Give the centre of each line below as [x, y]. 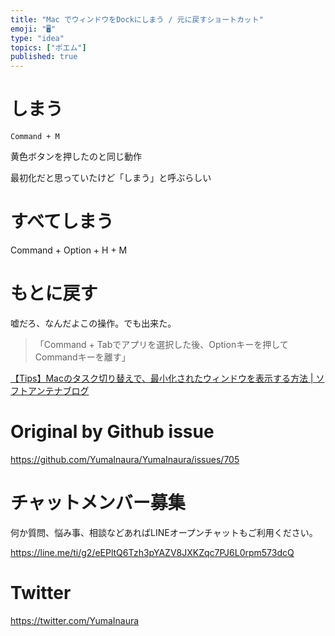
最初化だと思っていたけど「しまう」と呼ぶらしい [111, 178]
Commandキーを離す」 [82, 357]
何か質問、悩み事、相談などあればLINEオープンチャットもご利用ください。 [164, 532]
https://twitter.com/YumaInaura [75, 620]
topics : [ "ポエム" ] [48, 47]
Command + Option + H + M [69, 250]
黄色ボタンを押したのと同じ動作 [76, 157]
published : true [44, 57]
